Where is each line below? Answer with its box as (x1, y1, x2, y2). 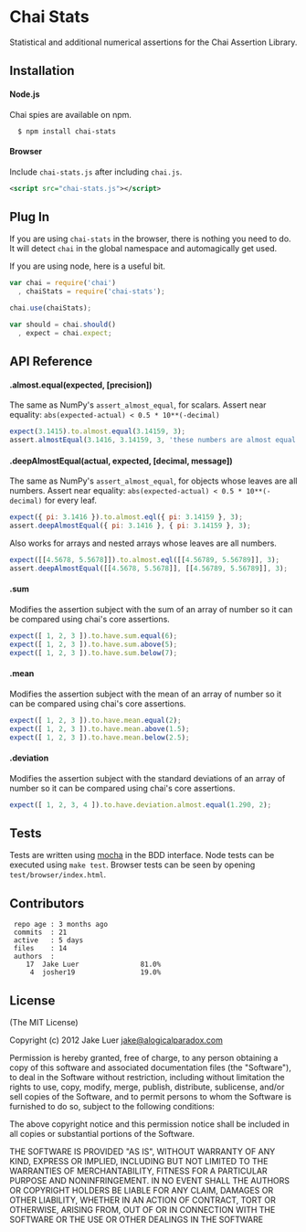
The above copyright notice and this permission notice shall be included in (9, 1119, 290, 1130)
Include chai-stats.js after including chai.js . (9, 166, 183, 177)
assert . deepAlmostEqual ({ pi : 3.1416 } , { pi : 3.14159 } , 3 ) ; (9, 521, 251, 531)
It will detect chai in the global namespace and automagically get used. (9, 243, 278, 254)
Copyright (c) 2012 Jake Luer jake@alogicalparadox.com (9, 1035, 224, 1046)
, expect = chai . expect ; (17, 328, 112, 337)
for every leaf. (44, 495, 98, 506)
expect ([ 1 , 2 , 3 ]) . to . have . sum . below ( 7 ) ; (9, 648, 178, 657)
